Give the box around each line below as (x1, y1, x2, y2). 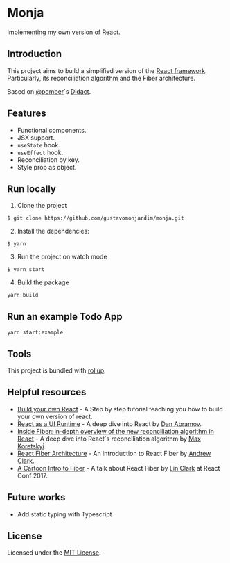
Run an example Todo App (7, 311, 123, 323)
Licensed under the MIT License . (7, 548, 101, 557)
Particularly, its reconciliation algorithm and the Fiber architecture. (7, 74, 196, 82)
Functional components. (17, 126, 87, 134)
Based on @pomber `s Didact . (7, 87, 91, 95)
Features (7, 108, 46, 120)
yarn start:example (7, 329, 64, 336)
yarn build (7, 292, 39, 299)
